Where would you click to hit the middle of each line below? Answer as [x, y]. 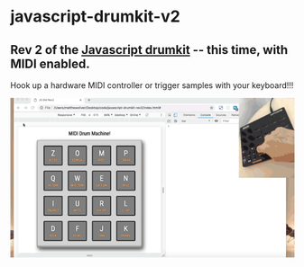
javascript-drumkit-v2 [96, 17]
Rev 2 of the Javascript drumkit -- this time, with [149, 50]
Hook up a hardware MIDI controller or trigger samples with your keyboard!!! [152, 85]
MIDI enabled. [50, 63]
